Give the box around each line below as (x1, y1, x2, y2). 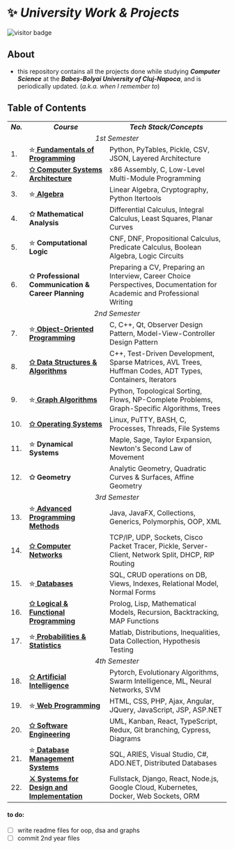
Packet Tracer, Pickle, (109, 541, 181, 551)
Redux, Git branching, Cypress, (109, 725, 211, 735)
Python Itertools (109, 193, 162, 203)
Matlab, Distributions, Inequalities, (109, 627, 221, 637)
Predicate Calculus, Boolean (109, 242, 202, 252)
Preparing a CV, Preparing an (109, 262, 205, 272)
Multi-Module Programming (109, 173, 201, 183)
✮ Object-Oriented (29, 324, 94, 334)
